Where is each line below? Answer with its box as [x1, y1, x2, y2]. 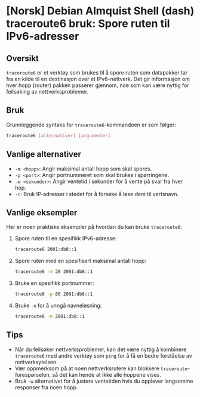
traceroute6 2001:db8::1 [14, 246, 77, 253]
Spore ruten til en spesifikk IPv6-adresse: [14, 235, 117, 242]
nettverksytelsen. [14, 358, 58, 365]
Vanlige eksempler [6, 207, 78, 218]
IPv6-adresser [6, 30, 79, 43]
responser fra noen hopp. [14, 383, 78, 391]
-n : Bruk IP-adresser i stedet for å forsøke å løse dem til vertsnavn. [14, 190, 179, 197]
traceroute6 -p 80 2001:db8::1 [14, 291, 93, 297]
